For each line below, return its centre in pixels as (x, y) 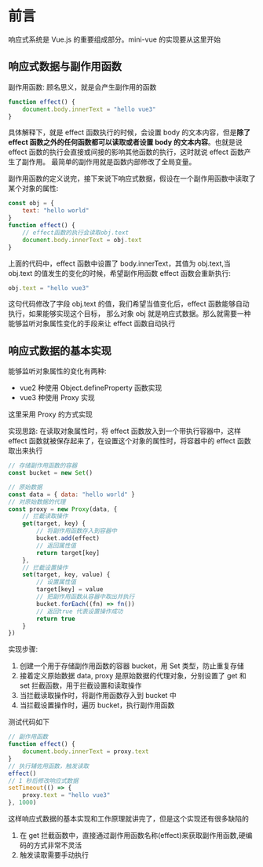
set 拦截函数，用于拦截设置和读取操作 (80, 685)
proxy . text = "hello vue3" (66, 795)
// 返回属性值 (57, 546)
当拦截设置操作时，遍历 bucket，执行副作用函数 (97, 705)
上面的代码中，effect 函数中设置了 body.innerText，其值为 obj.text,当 (120, 263)
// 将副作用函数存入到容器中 (77, 531)
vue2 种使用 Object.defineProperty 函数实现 (91, 388)
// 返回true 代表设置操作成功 (80, 611)
